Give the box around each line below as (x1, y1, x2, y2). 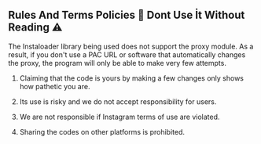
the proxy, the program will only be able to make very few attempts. (8, 58, 226, 67)
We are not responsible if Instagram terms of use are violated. (19, 112, 220, 121)
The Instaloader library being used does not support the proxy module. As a (8, 41, 254, 51)
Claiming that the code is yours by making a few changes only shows (19, 73, 244, 83)
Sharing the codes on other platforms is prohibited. (19, 127, 186, 136)
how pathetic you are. (19, 81, 90, 91)
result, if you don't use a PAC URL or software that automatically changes (8, 49, 246, 59)
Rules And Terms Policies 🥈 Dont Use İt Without (8, 9, 245, 22)
